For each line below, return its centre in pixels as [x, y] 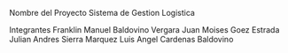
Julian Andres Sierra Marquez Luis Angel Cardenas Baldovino [121, 39]
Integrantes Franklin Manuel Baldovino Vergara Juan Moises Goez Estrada [144, 30]
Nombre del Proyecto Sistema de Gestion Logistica [102, 13]
